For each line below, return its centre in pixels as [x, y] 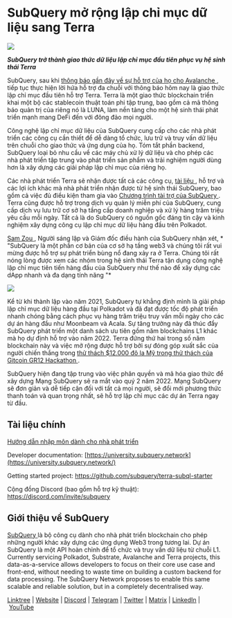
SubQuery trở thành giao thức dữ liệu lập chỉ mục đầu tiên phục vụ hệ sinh [116, 60]
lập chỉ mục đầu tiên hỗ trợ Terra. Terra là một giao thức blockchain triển [110, 95]
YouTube [21, 607]
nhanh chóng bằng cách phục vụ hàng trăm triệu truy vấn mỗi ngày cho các [116, 316]
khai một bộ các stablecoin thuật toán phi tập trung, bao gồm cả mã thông [113, 102]
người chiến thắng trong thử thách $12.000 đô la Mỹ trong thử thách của [110, 353]
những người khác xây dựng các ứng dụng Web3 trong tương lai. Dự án [108, 542]
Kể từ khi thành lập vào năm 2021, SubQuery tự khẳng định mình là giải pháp [116, 301]
